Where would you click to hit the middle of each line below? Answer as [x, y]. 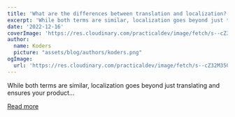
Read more [23, 106]
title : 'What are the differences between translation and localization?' [119, 14]
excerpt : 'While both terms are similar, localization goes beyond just [115, 20]
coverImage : [24, 33]
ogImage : [20, 59]
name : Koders [33, 46]
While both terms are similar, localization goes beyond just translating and [114, 85]
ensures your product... [41, 93]
